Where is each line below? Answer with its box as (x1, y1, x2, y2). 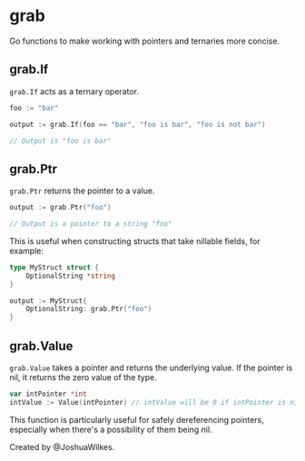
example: (9, 245, 44, 256)
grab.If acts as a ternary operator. (9, 85, 139, 96)
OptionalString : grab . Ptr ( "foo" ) (25, 305, 152, 314)
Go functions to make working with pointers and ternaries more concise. (9, 35, 280, 46)
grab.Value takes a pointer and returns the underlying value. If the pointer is (9, 362, 293, 373)
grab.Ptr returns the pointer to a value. (9, 185, 155, 196)
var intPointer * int (9, 389, 88, 398)
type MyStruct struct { (9, 262, 100, 272)
